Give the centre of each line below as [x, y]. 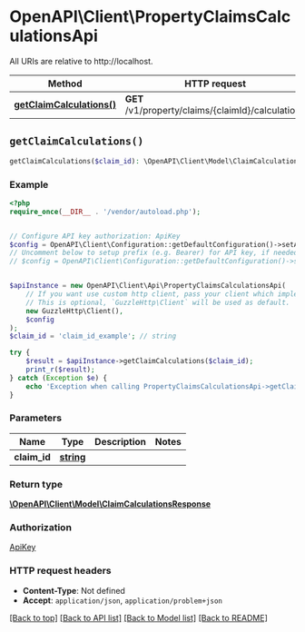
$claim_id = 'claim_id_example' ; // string [93, 336]
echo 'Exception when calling [83, 386]
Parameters [35, 418]
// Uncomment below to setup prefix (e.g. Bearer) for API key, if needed [154, 253]
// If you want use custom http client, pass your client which [150, 294]
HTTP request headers [60, 571]
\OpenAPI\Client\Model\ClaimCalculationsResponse [110, 504]
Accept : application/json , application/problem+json [123, 600]
